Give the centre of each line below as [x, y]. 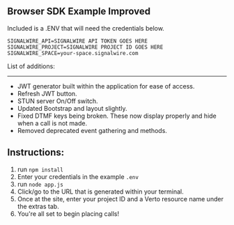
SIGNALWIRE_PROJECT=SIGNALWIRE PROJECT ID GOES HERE [85, 47]
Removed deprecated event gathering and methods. [92, 130]
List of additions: [31, 66]
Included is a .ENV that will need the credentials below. [86, 28]
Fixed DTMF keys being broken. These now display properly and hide [117, 116]
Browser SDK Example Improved [79, 11]
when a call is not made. [52, 123]
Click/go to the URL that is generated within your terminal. [100, 192]
